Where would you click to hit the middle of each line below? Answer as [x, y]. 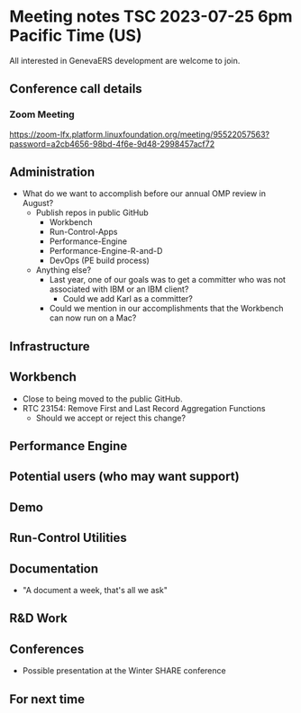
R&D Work [38, 618]
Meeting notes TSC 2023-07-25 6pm [151, 17]
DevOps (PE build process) [100, 261]
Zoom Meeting [42, 114]
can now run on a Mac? [93, 318]
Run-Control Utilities [68, 538]
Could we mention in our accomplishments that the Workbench [166, 309]
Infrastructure [50, 346]
